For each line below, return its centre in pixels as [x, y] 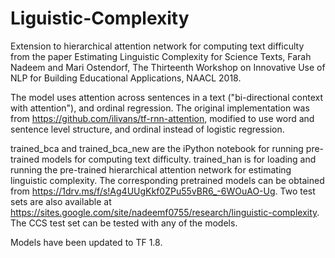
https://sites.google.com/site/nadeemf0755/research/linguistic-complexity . [165, 212]
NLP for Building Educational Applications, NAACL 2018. [126, 78]
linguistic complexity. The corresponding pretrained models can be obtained [167, 180]
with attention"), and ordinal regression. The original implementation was [160, 108]
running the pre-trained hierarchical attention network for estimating [151, 169]
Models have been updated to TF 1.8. [86, 242]
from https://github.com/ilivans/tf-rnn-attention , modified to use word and [162, 118]
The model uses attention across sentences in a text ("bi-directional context [166, 97]
